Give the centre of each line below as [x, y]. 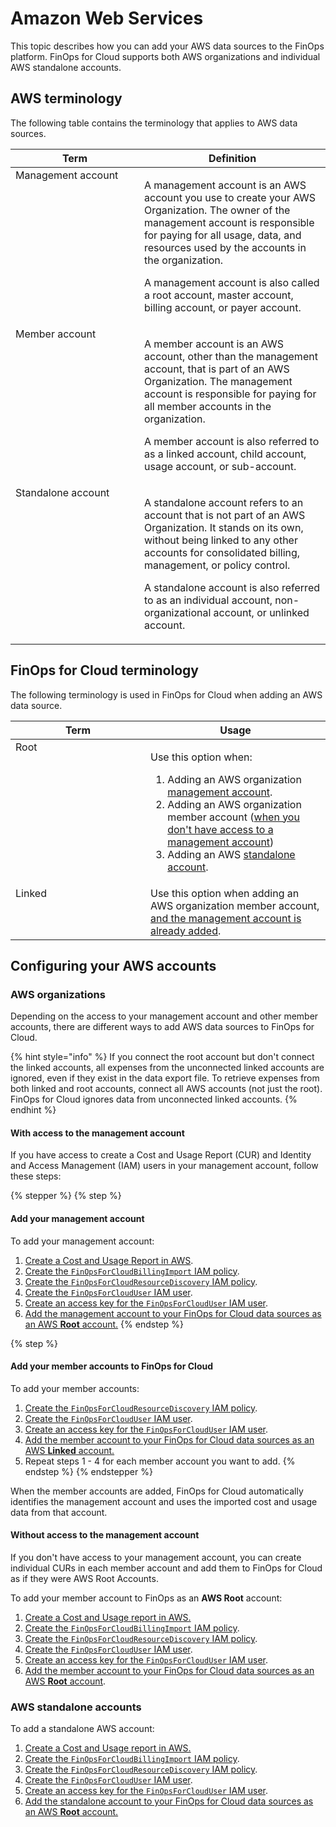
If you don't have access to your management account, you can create [156, 1558]
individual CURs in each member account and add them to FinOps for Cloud [166, 1568]
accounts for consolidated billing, [222, 552]
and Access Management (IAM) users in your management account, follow [164, 1166]
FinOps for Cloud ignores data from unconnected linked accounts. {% [154, 1099]
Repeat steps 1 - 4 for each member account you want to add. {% [160, 1461]
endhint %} [33, 1110]
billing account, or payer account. [223, 307]
